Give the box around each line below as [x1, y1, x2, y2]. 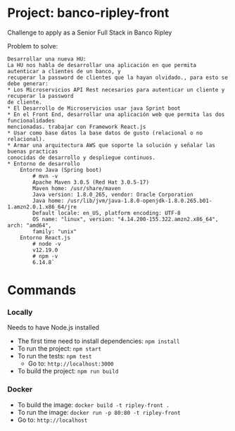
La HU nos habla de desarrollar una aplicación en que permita [7, 61, 197, 68]
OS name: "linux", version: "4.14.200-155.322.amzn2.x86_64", [32, 216, 219, 223]
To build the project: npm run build [17, 367, 119, 375]
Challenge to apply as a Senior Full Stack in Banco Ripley [7, 28, 172, 37]
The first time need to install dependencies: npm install [17, 337, 180, 346]
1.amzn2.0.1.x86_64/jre [7, 203, 77, 211]
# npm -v [32, 252, 58, 260]
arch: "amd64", [7, 222, 52, 229]
